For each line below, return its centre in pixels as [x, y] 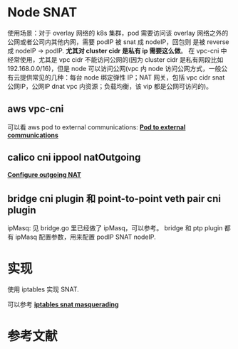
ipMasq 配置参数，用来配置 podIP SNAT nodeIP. [86, 237]
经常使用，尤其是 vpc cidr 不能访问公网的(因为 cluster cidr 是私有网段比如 [115, 59]
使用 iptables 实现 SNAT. [43, 289]
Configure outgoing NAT [45, 174]
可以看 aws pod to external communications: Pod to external [97, 127]
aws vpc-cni [36, 109]
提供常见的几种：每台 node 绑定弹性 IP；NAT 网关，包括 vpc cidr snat [122, 77]
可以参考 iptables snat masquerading [63, 305]
